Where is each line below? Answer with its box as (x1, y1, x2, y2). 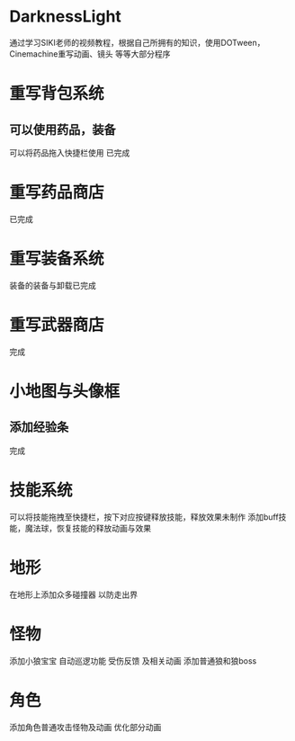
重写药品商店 (9, 183, 105, 203)
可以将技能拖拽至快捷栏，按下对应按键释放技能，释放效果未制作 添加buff (9, 511, 279, 522)
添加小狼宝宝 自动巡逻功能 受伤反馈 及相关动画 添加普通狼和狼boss (9, 655, 257, 666)
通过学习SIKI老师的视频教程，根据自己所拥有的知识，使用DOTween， (9, 37, 265, 48)
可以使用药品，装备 (9, 121, 116, 137)
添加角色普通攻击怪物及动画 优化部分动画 (9, 721, 162, 732)
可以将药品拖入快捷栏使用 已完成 (9, 147, 130, 158)
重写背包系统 (9, 84, 105, 104)
